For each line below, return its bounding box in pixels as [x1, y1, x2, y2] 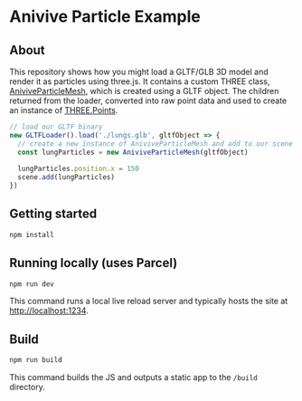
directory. [9, 382, 45, 393]
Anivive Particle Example [9, 6, 202, 27]
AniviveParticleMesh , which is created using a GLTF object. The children [9, 86, 279, 96]
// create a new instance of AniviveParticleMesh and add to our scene [17, 138, 294, 148]
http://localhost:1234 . [9, 305, 89, 316]
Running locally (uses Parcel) [9, 255, 178, 271]
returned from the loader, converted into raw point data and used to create [9, 95, 288, 106]
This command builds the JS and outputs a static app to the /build [9, 372, 258, 383]
